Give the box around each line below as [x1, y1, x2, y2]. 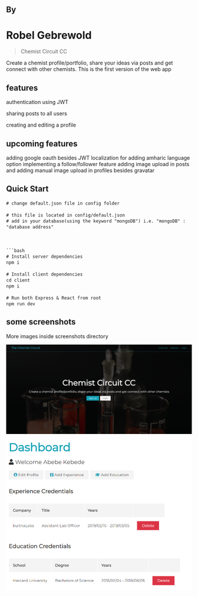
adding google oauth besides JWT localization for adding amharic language [6, 154, 190, 161]
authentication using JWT [6, 99, 69, 106]
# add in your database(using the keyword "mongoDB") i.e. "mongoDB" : [6, 218, 186, 224]
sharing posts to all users [6, 110, 68, 117]
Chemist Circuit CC [20, 48, 68, 55]
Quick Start [6, 184, 49, 194]
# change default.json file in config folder [6, 200, 120, 206]
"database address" [6, 224, 54, 230]
